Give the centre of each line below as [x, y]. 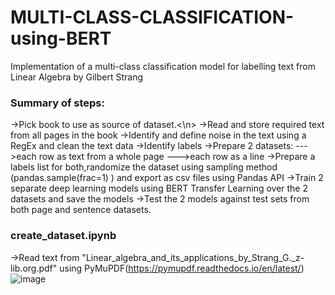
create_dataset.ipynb [63, 236]
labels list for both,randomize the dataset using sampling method [144, 167]
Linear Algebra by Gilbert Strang [77, 77]
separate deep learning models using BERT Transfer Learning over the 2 [159, 188]
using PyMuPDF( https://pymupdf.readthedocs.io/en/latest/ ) [182, 268]
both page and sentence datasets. [81, 210]
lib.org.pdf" [34, 268]
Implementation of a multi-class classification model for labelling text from [163, 66]
